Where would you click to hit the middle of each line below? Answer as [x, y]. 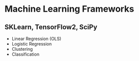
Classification [26, 54]
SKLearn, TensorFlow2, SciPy [51, 27]
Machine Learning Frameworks [69, 9]
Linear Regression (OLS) [37, 39]
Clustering [22, 49]
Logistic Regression [32, 44]
